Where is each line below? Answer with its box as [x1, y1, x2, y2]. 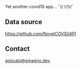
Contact [5, 45, 30, 53]
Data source [5, 18, 42, 26]
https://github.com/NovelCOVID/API [5, 30, 76, 37]
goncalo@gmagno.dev [5, 57, 50, 63]
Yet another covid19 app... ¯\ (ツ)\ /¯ [5, 4, 74, 9]
